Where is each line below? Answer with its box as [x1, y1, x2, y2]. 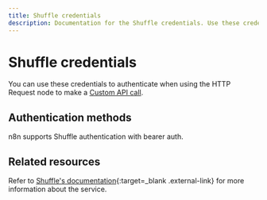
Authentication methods [8, 110, 132, 124]
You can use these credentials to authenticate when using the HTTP [8, 79, 231, 89]
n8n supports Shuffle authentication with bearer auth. [8, 132, 184, 141]
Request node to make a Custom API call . [8, 88, 144, 98]
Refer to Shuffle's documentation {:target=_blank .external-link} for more [8, 176, 245, 186]
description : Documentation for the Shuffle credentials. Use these [8, 19, 240, 27]
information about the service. [8, 184, 107, 194]
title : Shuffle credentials [8, 11, 102, 20]
